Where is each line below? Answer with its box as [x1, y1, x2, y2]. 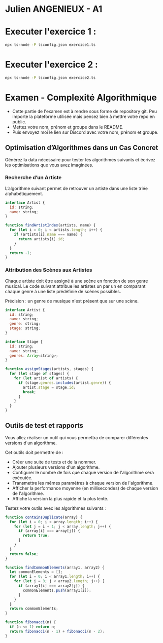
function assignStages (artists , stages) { [5, 367, 94, 372]
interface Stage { [5, 339, 43, 344]
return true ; [23, 533, 50, 538]
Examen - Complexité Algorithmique [5, 92, 157, 103]
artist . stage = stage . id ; [23, 385, 76, 390]
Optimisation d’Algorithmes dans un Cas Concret [5, 144, 159, 152]
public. [12, 118, 27, 124]
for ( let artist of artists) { [14, 376, 78, 381]
